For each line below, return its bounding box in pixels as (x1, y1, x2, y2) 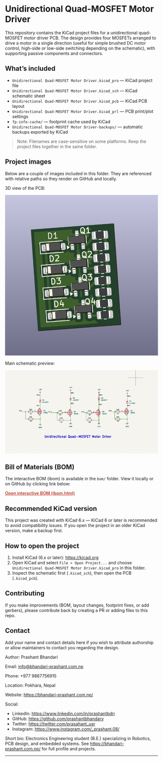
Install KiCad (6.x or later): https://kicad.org (12, 555, 99, 560)
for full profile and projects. (41, 745, 96, 751)
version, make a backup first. (5, 528, 63, 534)
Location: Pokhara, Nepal (5, 682, 56, 688)
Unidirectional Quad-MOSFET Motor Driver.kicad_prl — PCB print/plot (12, 108, 154, 114)
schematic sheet (12, 93, 46, 99)
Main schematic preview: (5, 360, 55, 366)
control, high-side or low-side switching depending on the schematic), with (5, 45, 155, 51)
